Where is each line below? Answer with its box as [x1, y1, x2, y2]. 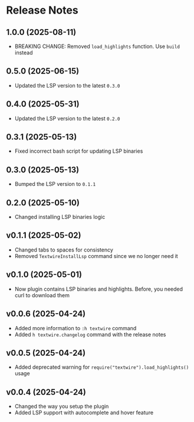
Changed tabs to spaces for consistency [14, 246, 114, 253]
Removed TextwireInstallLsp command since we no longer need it [14, 252, 178, 259]
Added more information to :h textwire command [14, 324, 137, 331]
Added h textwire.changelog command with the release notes [14, 331, 166, 338]
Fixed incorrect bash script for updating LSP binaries [14, 147, 143, 154]
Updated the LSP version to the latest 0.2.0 [14, 115, 120, 122]
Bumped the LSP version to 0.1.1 [14, 181, 96, 188]
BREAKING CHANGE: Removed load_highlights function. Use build [14, 43, 180, 50]
